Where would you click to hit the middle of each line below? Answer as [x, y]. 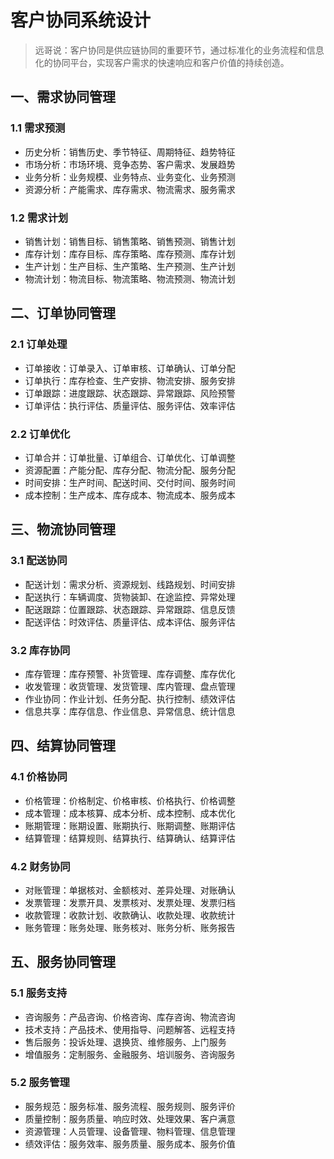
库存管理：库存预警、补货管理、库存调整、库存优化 [130, 673]
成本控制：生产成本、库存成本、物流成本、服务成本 [130, 495]
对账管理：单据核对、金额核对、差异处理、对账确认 [130, 890]
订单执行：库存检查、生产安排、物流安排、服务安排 [130, 380]
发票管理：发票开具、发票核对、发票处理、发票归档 [130, 902]
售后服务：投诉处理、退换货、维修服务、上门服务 [125, 1042]
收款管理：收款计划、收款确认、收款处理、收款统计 [130, 915]
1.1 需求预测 [38, 128]
